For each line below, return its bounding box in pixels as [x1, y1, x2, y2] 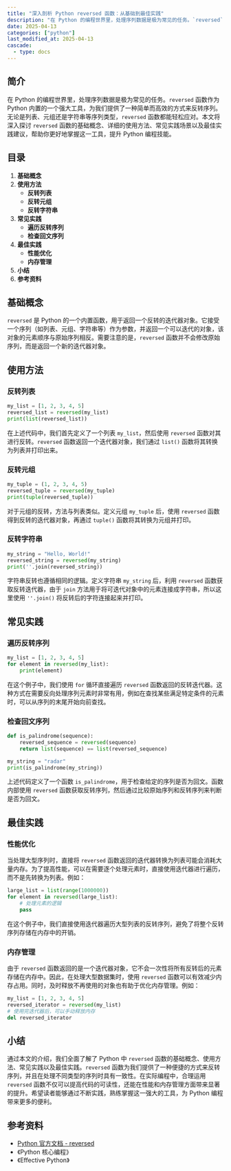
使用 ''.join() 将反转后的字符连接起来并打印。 [12, 593, 147, 602]
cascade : [7, 42, 32, 49]
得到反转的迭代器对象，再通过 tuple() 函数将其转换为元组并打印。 [7, 516, 195, 524]
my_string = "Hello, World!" [7, 550, 91, 558]
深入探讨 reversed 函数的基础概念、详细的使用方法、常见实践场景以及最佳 [7, 121, 217, 129]
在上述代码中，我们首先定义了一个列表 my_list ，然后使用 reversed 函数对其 [7, 428, 221, 437]
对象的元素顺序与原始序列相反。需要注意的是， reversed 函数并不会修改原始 [7, 333, 221, 341]
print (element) [19, 667, 63, 674]
